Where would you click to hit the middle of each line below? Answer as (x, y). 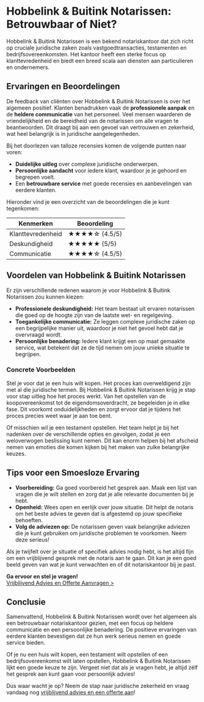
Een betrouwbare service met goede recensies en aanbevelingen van (104, 183)
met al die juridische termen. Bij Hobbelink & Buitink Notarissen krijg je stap (101, 389)
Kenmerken (35, 223)
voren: (14, 152)
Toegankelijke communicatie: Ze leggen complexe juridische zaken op (105, 321)
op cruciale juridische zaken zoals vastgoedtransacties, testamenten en (97, 48)
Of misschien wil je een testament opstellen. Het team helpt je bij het (93, 427)
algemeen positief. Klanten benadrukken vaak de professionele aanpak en (100, 108)
